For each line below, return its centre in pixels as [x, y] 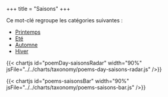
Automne [26, 45]
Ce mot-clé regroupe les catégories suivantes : [65, 20]
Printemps [28, 32]
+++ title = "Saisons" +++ [38, 9]
